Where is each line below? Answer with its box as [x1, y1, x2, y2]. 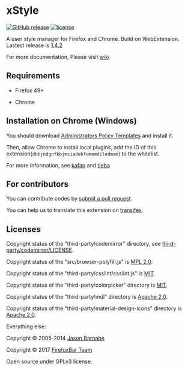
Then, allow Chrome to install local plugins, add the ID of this [6, 143, 157, 151]
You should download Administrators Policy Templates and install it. [6, 132, 174, 139]
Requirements [6, 70, 60, 81]
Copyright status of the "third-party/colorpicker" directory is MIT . [6, 281, 168, 289]
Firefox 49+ [14, 87, 44, 94]
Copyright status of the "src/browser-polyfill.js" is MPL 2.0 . [6, 258, 153, 266]
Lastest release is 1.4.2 [6, 42, 63, 49]
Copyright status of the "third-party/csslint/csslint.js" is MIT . [6, 270, 156, 277]
